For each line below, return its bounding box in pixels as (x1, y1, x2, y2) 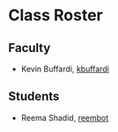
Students (8, 89, 60, 104)
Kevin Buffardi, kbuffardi (20, 63, 109, 74)
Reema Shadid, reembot (20, 112, 109, 123)
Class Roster (8, 5, 103, 26)
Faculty (8, 40, 51, 55)
